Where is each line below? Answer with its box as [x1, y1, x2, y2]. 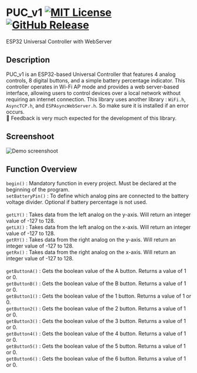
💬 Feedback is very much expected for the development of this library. [6, 114, 177, 121]
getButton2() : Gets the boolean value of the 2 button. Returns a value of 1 [6, 305, 186, 312]
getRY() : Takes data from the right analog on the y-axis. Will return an [6, 236, 176, 243]
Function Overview [6, 164, 78, 174]
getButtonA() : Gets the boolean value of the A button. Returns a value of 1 [6, 268, 186, 275]
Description [6, 55, 50, 65]
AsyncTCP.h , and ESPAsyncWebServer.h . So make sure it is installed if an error [6, 102, 189, 109]
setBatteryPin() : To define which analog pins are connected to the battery [6, 192, 189, 200]
